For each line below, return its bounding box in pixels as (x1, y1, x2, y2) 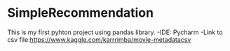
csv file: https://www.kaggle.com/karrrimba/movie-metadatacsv (7, 35, 191, 43)
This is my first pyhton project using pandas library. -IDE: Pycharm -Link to (7, 28, 223, 36)
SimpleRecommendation (7, 5, 154, 21)
